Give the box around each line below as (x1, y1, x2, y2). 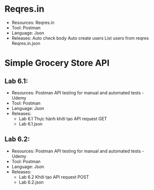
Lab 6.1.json (19, 121, 43, 127)
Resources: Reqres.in (11, 20, 55, 25)
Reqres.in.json (11, 40, 41, 46)
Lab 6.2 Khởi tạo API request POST (19, 174, 89, 180)
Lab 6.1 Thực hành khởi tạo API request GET (19, 116, 107, 122)
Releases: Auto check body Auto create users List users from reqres (11, 35, 149, 41)
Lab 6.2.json (19, 179, 44, 185)
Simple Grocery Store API (4, 58, 110, 69)
